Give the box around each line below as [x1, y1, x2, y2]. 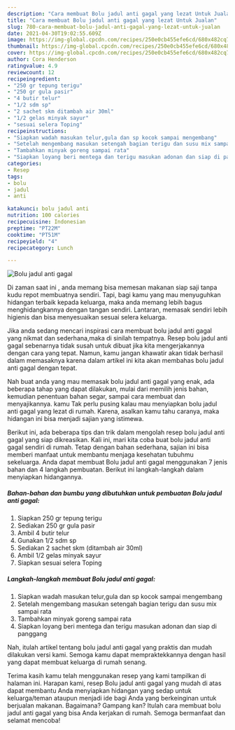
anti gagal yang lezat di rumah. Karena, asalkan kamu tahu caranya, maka [7, 407, 220, 415]
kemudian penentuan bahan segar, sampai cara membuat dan [7, 392, 185, 401]
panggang [17, 630, 48, 638]
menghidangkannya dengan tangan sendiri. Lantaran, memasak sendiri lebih [7, 305, 228, 314]
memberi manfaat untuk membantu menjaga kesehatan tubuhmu [7, 450, 194, 459]
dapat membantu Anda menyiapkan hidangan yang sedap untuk [7, 687, 192, 695]
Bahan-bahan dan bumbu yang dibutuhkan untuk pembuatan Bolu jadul [7, 488, 222, 497]
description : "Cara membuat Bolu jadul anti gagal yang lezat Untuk [7, 10, 211, 18]
